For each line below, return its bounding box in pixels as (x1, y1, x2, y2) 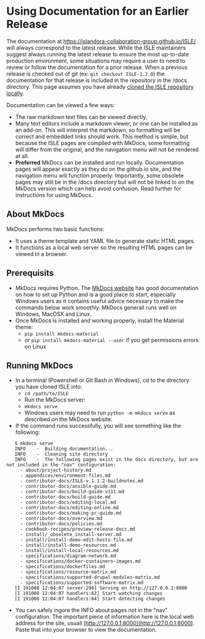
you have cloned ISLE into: (15, 383, 83, 390)
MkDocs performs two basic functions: (6, 225, 105, 233)
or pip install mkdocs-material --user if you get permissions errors (24, 336, 199, 343)
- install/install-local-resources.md (20, 548, 119, 554)
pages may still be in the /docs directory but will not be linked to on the (15, 178, 195, 185)
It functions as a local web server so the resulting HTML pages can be (15, 244, 193, 251)
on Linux (24, 343, 47, 350)
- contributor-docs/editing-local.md (20, 499, 116, 506)
